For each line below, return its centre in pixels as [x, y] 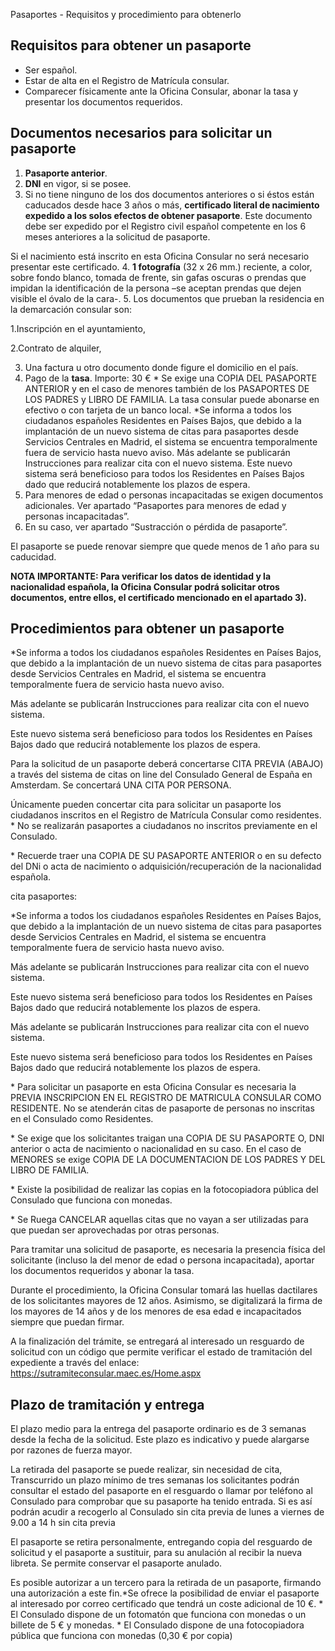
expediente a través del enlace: [75, 1363]
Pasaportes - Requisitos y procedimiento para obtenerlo [126, 14]
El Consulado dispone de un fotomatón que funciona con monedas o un [158, 1615]
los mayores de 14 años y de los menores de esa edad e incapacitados [156, 1311]
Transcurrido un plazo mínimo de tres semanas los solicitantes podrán [155, 1480]
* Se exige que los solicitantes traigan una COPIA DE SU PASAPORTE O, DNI [167, 1138]
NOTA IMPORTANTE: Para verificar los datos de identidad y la [141, 576]
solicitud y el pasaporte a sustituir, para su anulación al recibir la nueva [156, 1553]
